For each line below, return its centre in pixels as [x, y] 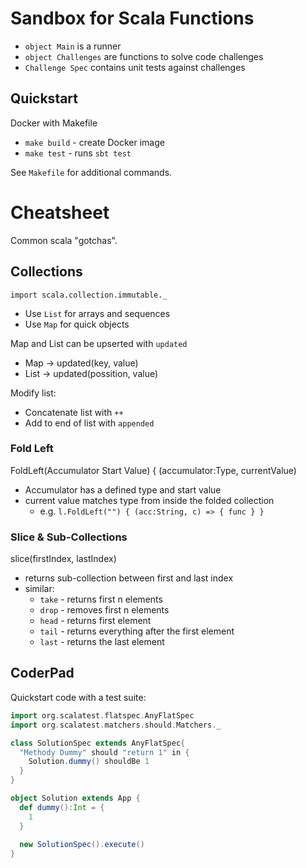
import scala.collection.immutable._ [89, 295]
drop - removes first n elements [104, 610]
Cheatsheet [60, 212]
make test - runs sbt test [78, 153]
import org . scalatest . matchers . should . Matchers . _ [116, 725]
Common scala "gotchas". [64, 240]
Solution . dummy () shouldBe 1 [89, 762]
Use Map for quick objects [77, 324]
